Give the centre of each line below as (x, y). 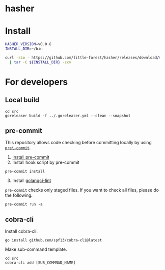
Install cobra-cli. (21, 231)
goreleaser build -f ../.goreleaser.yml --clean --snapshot (68, 116)
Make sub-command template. (36, 249)
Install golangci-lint (32, 180)
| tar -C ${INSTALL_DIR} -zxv (40, 62)
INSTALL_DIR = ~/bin (24, 49)
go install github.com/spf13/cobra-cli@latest (54, 240)
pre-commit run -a (24, 205)
